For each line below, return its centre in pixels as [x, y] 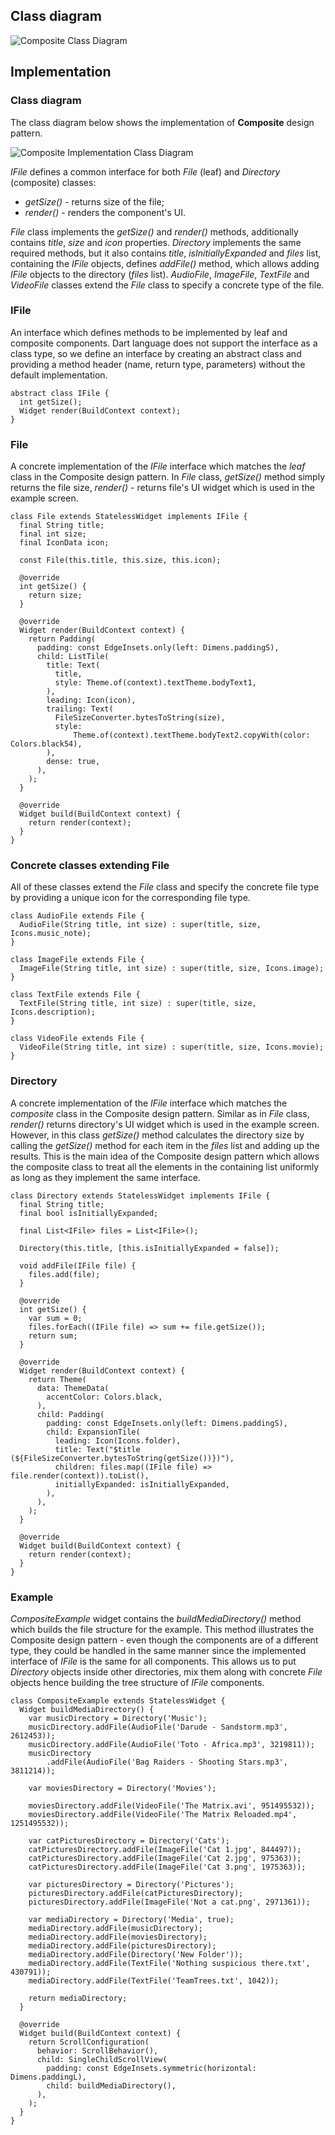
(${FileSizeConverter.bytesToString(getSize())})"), [122, 1458]
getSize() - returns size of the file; [94, 201]
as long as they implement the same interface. [105, 1177]
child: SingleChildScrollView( [102, 2059]
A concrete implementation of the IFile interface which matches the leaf [158, 466]
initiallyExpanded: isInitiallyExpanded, [142, 1484]
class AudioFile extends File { [77, 916]
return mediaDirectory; [78, 1998]
